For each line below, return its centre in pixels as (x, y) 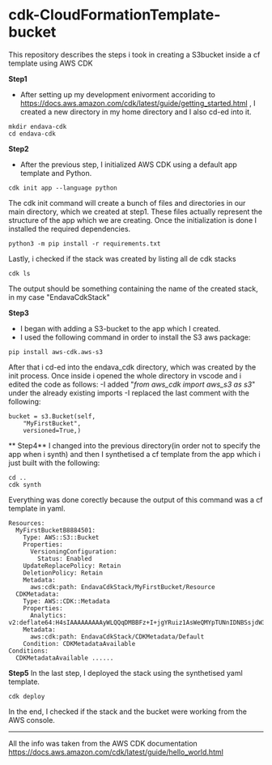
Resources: (27, 523)
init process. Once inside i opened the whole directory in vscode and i (125, 375)
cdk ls (19, 273)
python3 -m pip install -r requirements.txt (85, 244)
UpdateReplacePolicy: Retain (72, 566)
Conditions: (28, 651)
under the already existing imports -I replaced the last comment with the (129, 393)
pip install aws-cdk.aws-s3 (56, 352)
